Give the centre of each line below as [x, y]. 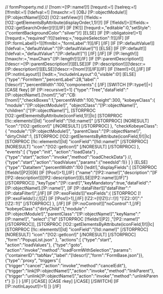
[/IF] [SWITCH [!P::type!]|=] [125, 84]
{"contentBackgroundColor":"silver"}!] [43, 33]
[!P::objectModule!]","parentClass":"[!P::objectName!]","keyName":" [73, 214]
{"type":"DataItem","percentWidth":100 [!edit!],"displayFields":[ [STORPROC [81, 167]
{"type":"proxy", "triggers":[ [33, 260]
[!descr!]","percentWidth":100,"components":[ [51, 84]
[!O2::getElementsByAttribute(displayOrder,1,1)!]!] [54, 22]
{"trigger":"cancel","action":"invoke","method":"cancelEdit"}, [66, 266]
